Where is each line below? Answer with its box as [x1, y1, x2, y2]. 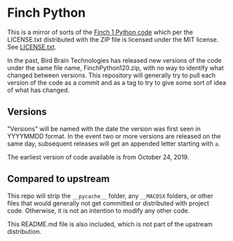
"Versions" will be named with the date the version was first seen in [7, 124, 201, 133]
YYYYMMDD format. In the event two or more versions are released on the [7, 132, 221, 140]
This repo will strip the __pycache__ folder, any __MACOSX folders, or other [7, 192, 214, 200]
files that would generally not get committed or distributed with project [7, 199, 209, 207]
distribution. [7, 227, 42, 235]
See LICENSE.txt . [7, 42, 57, 51]
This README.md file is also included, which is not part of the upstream [7, 219, 214, 228]
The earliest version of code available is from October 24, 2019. [7, 153, 190, 161]
